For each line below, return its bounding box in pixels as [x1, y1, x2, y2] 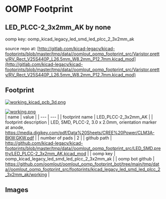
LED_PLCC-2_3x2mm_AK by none [5, 23, 111, 32]
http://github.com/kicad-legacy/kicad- [5, 140, 83, 146]
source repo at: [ [5, 46, 39, 51]
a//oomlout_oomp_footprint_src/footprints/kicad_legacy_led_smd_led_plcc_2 [5, 166, 161, 172]
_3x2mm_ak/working [5, 171, 47, 177]
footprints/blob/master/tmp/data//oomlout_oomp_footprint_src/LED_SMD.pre [5, 145, 161, 151]
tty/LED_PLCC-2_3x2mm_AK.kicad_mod [5, 150, 86, 156]
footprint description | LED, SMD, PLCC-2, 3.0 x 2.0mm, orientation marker [5, 119, 157, 125]
